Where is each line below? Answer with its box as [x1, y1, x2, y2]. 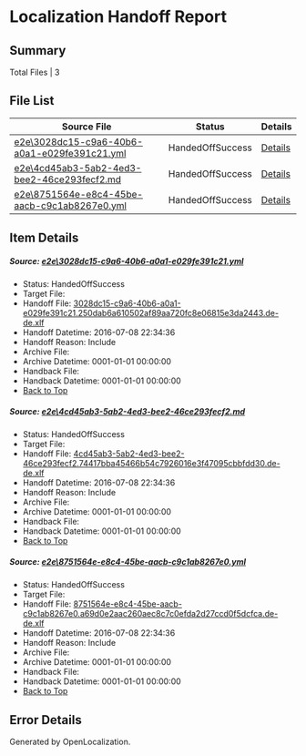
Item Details [9, 230, 79, 246]
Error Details [9, 712, 82, 728]
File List [9, 93, 55, 108]
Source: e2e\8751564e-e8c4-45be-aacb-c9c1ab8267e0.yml [9, 556, 247, 567]
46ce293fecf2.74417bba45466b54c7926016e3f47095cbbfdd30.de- [22, 458, 280, 469]
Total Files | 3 [9, 66, 60, 77]
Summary [9, 43, 66, 58]
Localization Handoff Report [9, 6, 228, 27]
